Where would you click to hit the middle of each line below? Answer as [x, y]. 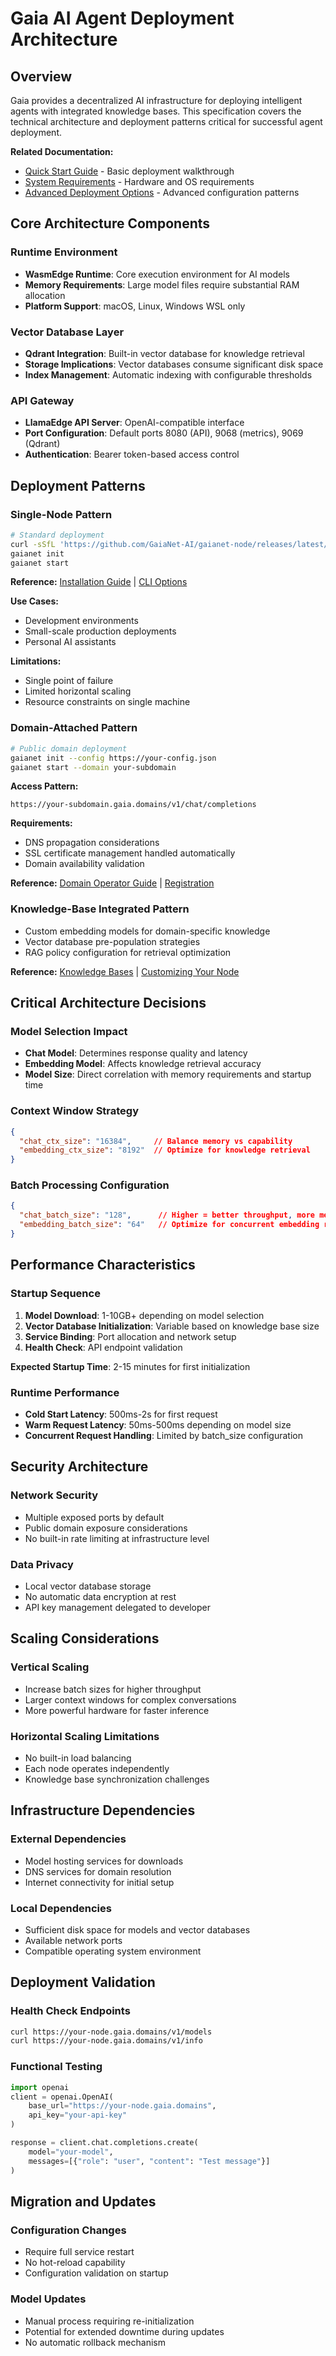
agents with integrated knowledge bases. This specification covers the [156, 111]
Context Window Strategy [75, 1111]
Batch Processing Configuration [90, 1185]
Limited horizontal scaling [78, 691]
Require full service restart [79, 2252]
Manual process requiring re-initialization [109, 2321]
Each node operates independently [97, 1768]
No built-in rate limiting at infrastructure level [117, 1538]
